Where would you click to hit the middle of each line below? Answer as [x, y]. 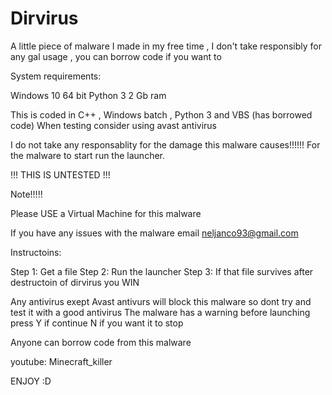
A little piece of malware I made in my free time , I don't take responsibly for [166, 46]
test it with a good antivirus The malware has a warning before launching [160, 312]
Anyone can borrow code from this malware [101, 342]
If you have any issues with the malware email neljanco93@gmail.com [154, 233]
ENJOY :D [31, 381]
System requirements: [56, 76]
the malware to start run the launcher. [87, 155]
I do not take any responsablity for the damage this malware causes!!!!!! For [165, 144]
